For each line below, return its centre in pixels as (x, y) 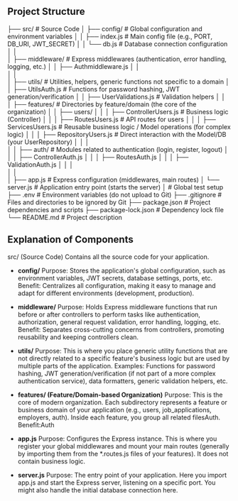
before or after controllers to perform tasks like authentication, (109, 314)
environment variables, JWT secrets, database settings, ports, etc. (115, 278)
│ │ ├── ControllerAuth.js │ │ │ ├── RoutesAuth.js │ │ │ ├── (98, 157)
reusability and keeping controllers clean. (78, 337)
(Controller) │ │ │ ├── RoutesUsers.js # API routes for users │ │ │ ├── (112, 119)
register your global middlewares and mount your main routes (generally (123, 446)
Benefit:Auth (36, 424)
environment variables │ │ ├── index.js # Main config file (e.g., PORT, (110, 36)
